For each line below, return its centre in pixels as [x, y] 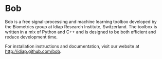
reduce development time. [31, 37]
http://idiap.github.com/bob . [33, 51]
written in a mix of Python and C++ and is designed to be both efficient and [81, 32]
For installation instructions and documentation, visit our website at [72, 46]
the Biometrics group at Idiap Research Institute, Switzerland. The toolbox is [81, 26]
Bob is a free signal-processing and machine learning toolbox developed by [81, 22]
